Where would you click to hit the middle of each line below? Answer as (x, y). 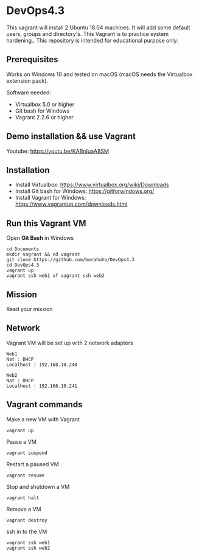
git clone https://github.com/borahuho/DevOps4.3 (71, 260)
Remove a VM (24, 509)
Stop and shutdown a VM (38, 486)
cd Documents (23, 249)
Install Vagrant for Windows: (51, 198)
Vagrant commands (44, 405)
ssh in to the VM (27, 531)
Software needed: (29, 93)
